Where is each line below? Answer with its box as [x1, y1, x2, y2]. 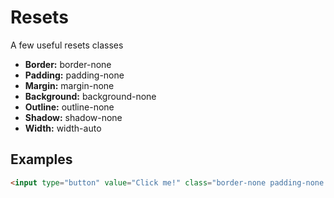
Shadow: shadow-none [24, 111, 123, 123]
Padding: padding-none [24, 69, 125, 81]
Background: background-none [24, 90, 157, 102]
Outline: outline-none [24, 101, 115, 113]
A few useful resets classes [10, 39, 124, 51]
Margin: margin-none [24, 79, 115, 91]
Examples [10, 151, 73, 168]
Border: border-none [24, 58, 112, 70]
